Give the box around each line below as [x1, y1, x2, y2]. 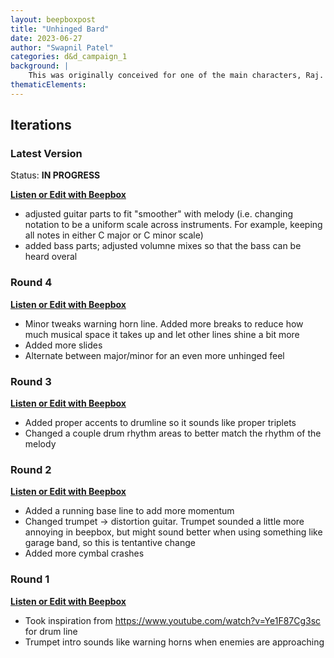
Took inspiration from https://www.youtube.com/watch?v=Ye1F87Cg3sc [24, 614, 322, 626]
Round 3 [10, 374, 52, 388]
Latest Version [10, 147, 83, 161]
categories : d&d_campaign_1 [10, 52, 128, 62]
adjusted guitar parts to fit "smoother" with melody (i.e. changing [24, 208, 293, 220]
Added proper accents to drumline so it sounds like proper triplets [24, 417, 297, 429]
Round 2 [10, 462, 52, 476]
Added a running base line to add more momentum [24, 505, 235, 517]
